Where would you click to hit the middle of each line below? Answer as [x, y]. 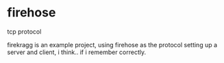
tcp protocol [24, 32]
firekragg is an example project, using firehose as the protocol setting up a [112, 45]
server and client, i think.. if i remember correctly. [77, 52]
